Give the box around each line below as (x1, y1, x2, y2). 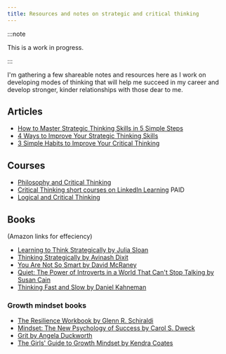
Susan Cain (17, 275, 51, 284)
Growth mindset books (7, 300, 87, 310)
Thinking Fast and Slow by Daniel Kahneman (17, 283, 147, 291)
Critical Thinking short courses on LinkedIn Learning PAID (17, 185, 185, 194)
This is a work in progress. (7, 43, 84, 51)
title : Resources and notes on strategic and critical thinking (7, 10, 199, 18)
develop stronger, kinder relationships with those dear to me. (7, 85, 184, 93)
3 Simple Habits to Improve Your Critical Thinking (17, 139, 160, 147)
